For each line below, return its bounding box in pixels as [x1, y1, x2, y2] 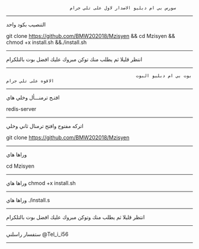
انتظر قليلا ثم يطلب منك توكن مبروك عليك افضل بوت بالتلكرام [6, 56, 143, 63]
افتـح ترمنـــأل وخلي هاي [6, 94, 60, 101]
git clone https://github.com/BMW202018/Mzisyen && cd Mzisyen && [6, 33, 176, 39]
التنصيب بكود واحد [6, 21, 46, 28]
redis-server [6, 106, 37, 112]
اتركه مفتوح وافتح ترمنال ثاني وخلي [6, 123, 84, 129]
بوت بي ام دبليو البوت [136, 73, 192, 79]
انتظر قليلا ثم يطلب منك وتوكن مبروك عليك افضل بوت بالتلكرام [6, 213, 145, 221]
